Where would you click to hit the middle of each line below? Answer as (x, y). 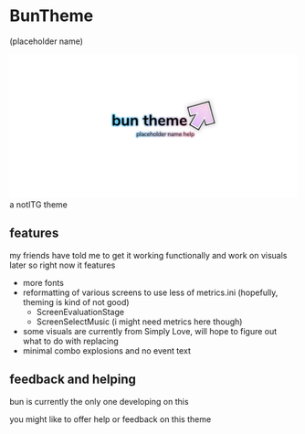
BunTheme (52, 16)
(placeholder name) (47, 41)
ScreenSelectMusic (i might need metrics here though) (139, 322)
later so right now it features (63, 265)
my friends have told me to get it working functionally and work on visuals (148, 255)
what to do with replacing (70, 341)
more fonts (43, 282)
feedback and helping (73, 380)
